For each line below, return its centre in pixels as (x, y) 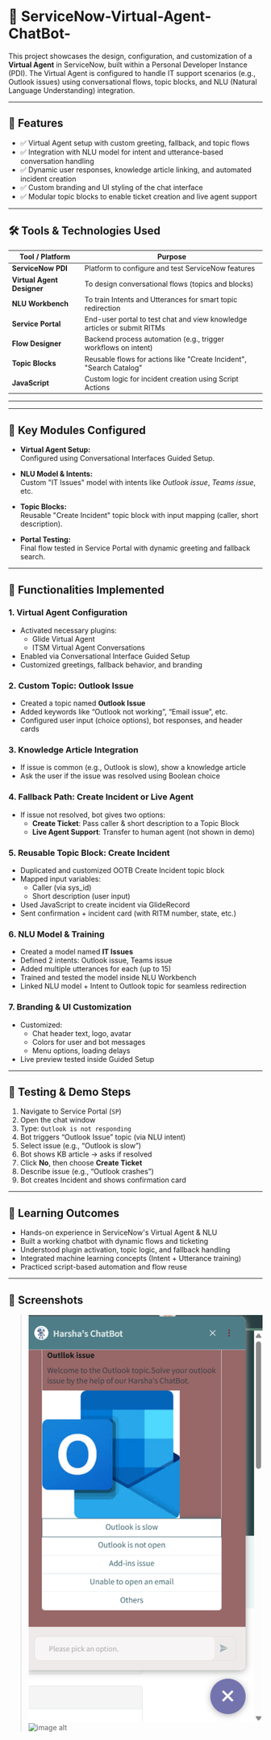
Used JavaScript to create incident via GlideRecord (105, 905)
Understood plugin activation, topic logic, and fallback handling (125, 1250)
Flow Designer (37, 343)
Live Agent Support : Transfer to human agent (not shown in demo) (144, 832)
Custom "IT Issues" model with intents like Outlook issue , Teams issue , (138, 482)
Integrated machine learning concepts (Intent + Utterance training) (131, 1258)
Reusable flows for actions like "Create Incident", (166, 359)
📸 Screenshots (46, 1300)
